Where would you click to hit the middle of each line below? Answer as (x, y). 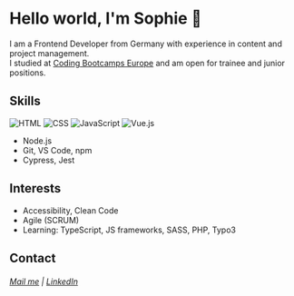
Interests (35, 188)
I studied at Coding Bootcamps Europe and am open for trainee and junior (147, 63)
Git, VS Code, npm (57, 150)
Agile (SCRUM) (51, 220)
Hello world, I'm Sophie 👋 (106, 19)
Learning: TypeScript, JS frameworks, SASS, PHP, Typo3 (129, 230)
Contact (33, 258)
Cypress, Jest (49, 160)
